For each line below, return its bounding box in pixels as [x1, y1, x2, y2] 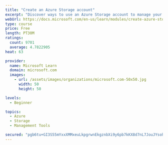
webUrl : [5, 17, 21, 22]
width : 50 [18, 82, 39, 87]
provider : [5, 58, 26, 63]
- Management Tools [9, 123, 50, 128]
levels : [5, 95, 21, 100]
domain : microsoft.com [9, 68, 57, 73]
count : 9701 [9, 40, 35, 45]
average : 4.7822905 [9, 45, 50, 50]
